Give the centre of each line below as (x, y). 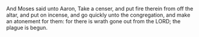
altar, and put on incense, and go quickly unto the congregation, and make (98, 15)
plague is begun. (27, 27)
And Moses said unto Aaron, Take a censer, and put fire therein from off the (100, 9)
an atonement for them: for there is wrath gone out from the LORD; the (93, 21)
